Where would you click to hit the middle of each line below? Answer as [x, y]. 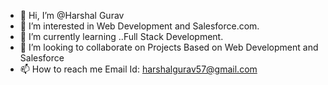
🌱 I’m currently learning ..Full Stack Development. [121, 36]
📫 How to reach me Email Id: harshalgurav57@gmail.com [138, 69]
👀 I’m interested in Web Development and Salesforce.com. [139, 26]
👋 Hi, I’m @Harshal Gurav [72, 15]
